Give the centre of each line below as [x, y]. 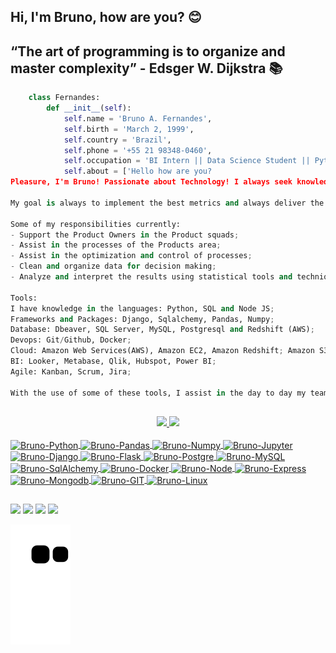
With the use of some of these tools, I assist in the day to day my [158, 393]
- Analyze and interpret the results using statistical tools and [151, 277]
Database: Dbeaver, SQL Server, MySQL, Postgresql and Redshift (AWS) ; [162, 330]
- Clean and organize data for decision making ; [113, 266]
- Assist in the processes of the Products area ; [116, 245]
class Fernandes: [64, 98]
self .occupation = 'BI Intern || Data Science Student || [187, 161]
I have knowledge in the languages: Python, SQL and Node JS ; [142, 308]
